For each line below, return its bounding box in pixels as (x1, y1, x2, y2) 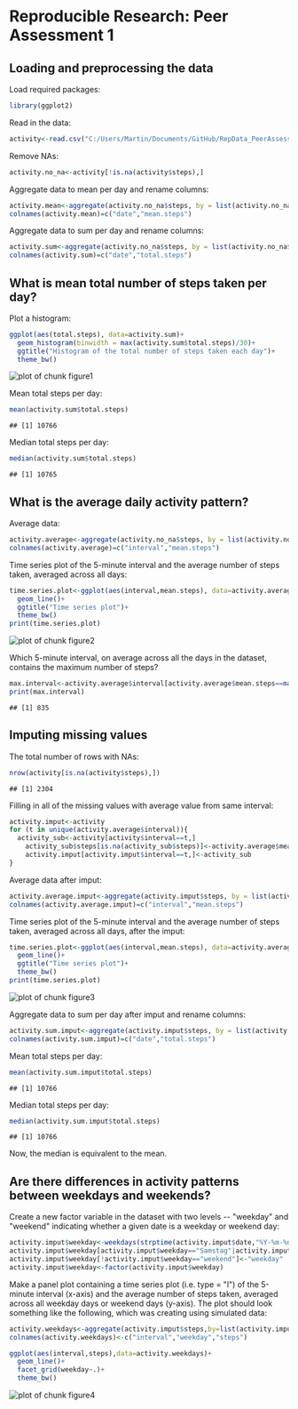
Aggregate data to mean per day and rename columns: (9, 184, 209, 195)
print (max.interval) (9, 687, 86, 696)
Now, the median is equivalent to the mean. (9, 1149, 168, 1159)
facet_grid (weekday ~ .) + (17, 1365, 105, 1374)
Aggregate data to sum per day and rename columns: (9, 225, 204, 236)
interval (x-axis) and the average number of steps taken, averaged (35, 1288, 278, 1299)
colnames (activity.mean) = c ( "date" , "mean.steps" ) (9, 209, 192, 219)
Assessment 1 (9, 25, 114, 45)
